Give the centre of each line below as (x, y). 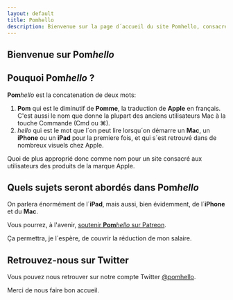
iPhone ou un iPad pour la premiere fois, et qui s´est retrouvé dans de (117, 138)
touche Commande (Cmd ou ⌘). (64, 123)
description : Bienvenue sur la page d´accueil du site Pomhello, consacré (118, 26)
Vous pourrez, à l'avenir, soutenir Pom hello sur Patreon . (87, 225)
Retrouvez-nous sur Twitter (68, 260)
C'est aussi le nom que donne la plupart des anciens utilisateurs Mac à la (121, 116)
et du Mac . (23, 211)
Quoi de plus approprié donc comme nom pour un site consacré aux (105, 158)
